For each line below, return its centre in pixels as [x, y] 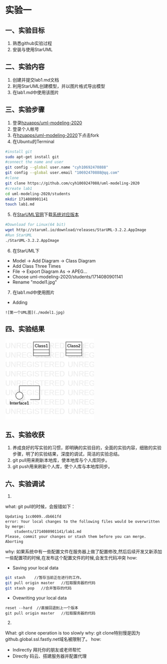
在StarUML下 [26, 250]
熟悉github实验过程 [32, 43]
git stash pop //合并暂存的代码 [38, 588]
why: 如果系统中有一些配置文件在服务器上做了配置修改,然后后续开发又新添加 [84, 552]
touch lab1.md [20, 204]
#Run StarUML [19, 235]
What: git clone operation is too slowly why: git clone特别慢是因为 [73, 633]
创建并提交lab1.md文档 [35, 80]
